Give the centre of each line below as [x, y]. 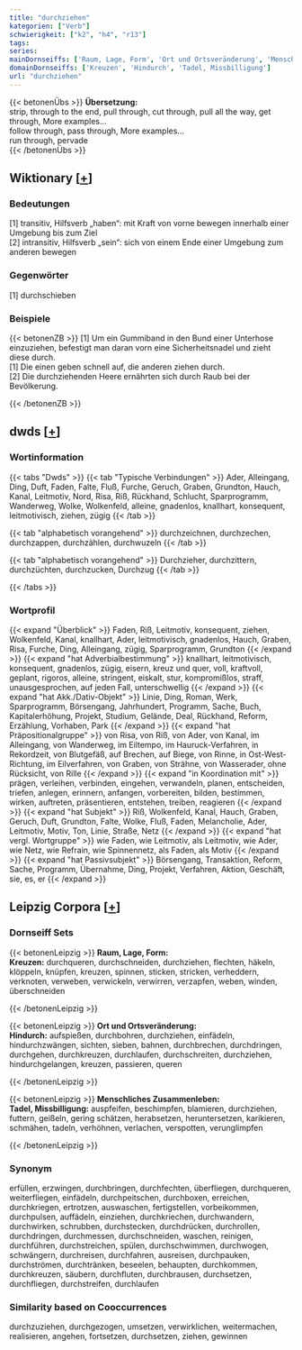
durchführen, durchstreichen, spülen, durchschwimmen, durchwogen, [139, 1245]
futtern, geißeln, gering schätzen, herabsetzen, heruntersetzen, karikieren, [147, 1117]
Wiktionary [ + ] [51, 178]
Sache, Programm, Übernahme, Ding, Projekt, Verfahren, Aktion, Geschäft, [147, 870]
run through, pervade [49, 140]
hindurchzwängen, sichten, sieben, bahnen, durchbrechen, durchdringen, [146, 1044]
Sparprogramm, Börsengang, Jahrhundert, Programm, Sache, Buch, [135, 707]
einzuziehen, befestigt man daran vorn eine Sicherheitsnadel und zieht [140, 348]
